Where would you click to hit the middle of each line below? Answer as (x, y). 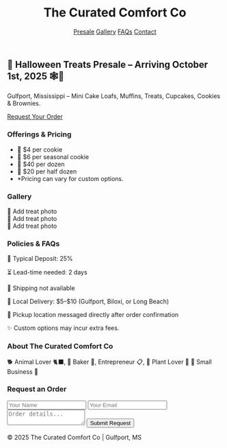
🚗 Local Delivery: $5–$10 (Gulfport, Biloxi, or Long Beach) (88, 302)
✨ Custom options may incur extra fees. (63, 328)
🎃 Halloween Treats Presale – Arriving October (108, 64)
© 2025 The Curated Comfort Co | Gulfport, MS (75, 437)
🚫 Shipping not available (41, 288)
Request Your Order (35, 117)
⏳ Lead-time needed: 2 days (47, 272)
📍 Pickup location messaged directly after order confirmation (93, 315)
